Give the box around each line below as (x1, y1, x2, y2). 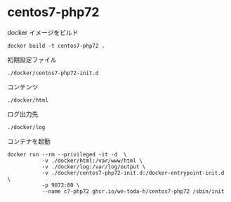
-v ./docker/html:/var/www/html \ (41, 157, 143, 164)
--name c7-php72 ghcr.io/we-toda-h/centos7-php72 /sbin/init (41, 187, 225, 195)
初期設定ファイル (7, 55, 57, 64)
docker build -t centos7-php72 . (7, 42, 105, 49)
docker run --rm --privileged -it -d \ (7, 151, 128, 158)
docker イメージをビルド (7, 28, 79, 36)
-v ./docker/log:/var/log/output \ (41, 163, 146, 170)
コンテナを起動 (7, 137, 51, 145)
